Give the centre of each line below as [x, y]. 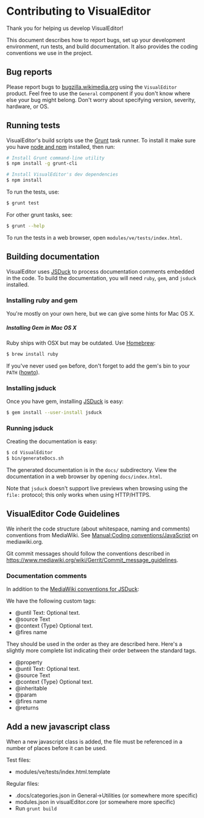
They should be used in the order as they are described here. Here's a [94, 644]
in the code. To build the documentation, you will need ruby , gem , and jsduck [101, 278]
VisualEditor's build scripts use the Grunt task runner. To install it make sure [101, 140]
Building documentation [53, 257]
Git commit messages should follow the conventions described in [88, 553]
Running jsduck [30, 428]
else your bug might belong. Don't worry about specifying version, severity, [101, 100]
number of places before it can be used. [57, 748]
